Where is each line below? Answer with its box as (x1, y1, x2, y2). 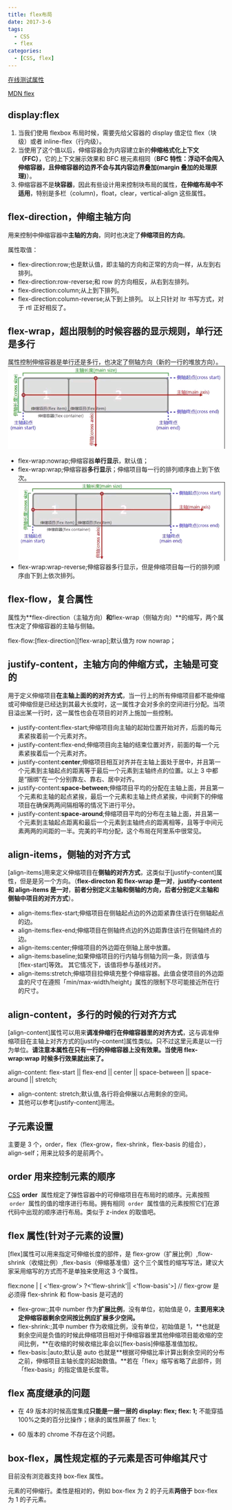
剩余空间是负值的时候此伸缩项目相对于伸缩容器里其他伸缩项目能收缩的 (17, 1330, 218, 1339)
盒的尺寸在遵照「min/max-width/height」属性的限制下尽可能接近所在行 (17, 978, 220, 987)
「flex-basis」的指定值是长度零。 (17, 1365, 113, 1373)
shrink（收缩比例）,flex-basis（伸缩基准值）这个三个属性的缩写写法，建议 (8, 1258, 218, 1266)
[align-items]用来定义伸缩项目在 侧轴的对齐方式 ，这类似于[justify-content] (8, 869, 217, 877)
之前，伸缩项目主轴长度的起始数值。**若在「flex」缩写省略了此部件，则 (17, 1357, 222, 1365)
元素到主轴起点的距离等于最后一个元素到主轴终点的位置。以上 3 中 (23, 766, 213, 775)
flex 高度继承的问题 (8, 1388, 90, 1400)
